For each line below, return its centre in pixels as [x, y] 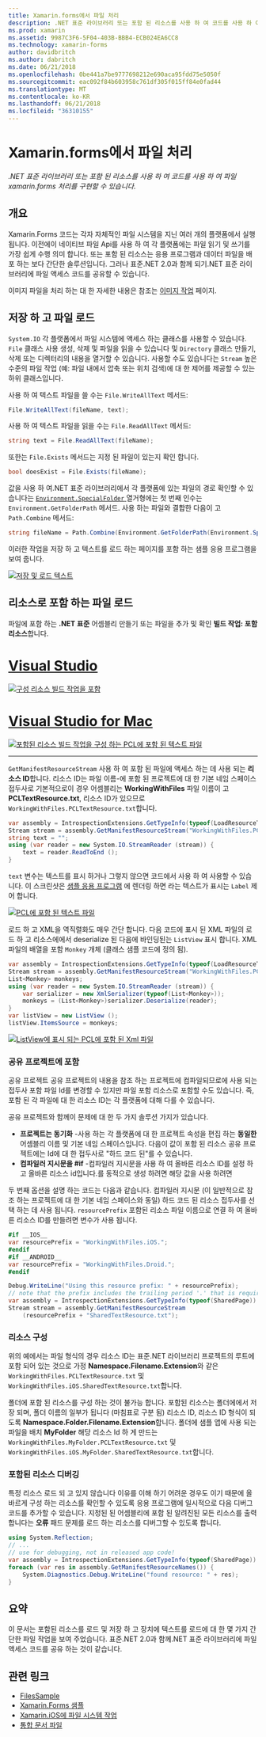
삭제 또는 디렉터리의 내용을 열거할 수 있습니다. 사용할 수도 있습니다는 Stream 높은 [133, 358]
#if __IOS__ [28, 1235]
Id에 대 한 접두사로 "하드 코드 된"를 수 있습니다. [120, 1154]
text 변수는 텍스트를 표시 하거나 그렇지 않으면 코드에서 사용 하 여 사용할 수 [123, 876]
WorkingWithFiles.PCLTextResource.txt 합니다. [83, 808]
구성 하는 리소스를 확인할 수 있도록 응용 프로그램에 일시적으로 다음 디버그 [141, 1503]
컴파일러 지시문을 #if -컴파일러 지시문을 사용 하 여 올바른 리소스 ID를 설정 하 [136, 1164]
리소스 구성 [28, 1337]
